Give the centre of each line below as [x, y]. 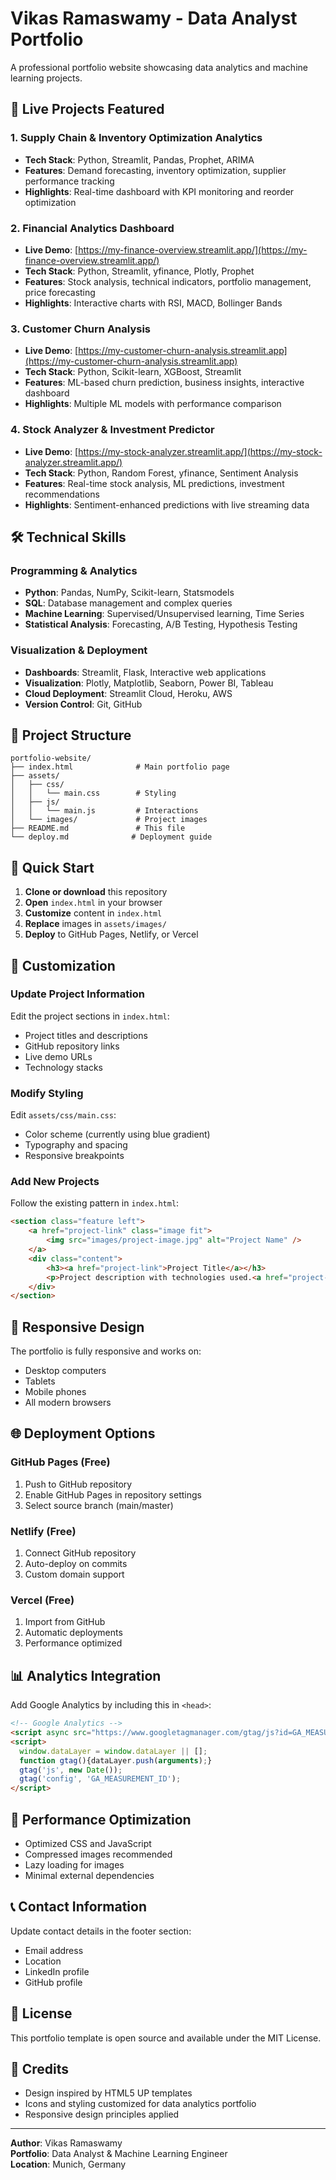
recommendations [62, 494]
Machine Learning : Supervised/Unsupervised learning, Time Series [164, 614]
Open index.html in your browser [93, 903]
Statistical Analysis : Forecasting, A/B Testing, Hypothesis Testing [161, 624]
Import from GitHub [65, 1622]
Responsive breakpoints [74, 1156]
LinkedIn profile [57, 1971]
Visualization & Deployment [79, 650]
